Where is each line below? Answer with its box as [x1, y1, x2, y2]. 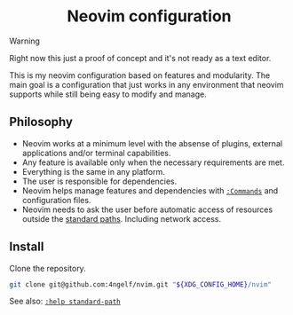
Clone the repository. [9, 263, 86, 273]
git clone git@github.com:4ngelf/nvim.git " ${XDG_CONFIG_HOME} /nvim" [9, 280, 273, 289]
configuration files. [21, 194, 91, 205]
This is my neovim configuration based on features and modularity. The [9, 69, 271, 81]
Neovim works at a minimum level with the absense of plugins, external [21, 138, 282, 148]
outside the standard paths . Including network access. [21, 213, 222, 224]
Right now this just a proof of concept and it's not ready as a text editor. [9, 52, 272, 63]
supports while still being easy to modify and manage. [9, 89, 207, 99]
